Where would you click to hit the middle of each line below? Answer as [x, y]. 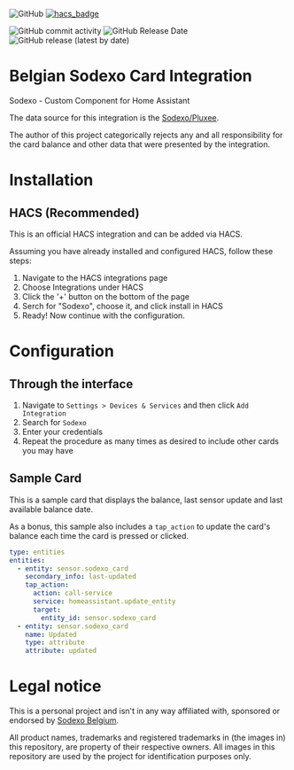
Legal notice [55, 686]
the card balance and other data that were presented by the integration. [140, 144]
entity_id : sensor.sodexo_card [99, 618]
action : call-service [73, 594]
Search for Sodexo [54, 422]
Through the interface [71, 384]
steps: [20, 261]
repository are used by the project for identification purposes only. [131, 757]
